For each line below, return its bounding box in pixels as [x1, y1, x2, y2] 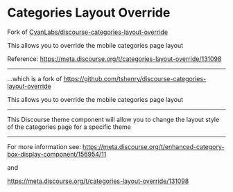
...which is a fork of [7, 74, 62, 82]
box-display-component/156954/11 [7, 150, 107, 158]
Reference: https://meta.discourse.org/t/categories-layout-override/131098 [7, 54, 222, 63]
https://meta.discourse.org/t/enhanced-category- [82, 142, 225, 150]
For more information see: [7, 142, 81, 150]
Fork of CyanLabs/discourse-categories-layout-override [7, 28, 169, 36]
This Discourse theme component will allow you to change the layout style [7, 115, 220, 123]
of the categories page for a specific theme [7, 123, 132, 131]
